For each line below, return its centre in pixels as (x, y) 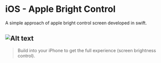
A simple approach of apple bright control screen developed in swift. (76, 23)
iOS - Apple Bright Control (60, 9)
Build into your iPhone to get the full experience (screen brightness (87, 50)
